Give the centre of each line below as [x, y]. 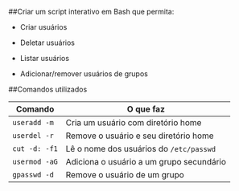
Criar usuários [43, 27]
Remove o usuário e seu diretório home [140, 136]
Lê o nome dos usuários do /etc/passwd [140, 149]
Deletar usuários [47, 43]
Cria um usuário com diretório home [134, 122]
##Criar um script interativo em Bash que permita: [91, 12]
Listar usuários [45, 58]
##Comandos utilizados [48, 89]
